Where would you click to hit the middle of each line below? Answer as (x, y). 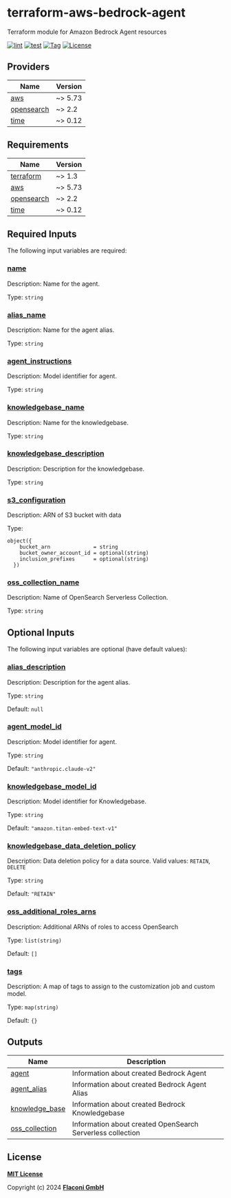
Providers (29, 67)
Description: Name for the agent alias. (61, 330)
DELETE (16, 867)
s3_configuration (36, 500)
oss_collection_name (43, 582)
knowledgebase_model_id (52, 786)
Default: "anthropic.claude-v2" (52, 768)
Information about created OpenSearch (135, 1124)
